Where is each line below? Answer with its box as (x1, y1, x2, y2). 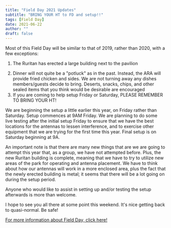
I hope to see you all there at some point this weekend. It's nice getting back (5, 202, 165, 208)
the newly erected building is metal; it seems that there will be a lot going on (5, 171, 165, 177)
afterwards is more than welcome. (5, 192, 77, 197)
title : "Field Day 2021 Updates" (5, 7, 76, 13)
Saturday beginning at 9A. (5, 134, 60, 140)
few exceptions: (5, 50, 39, 56)
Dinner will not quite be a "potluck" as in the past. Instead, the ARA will (12, 70, 161, 76)
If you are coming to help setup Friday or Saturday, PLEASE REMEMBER (12, 92, 163, 98)
